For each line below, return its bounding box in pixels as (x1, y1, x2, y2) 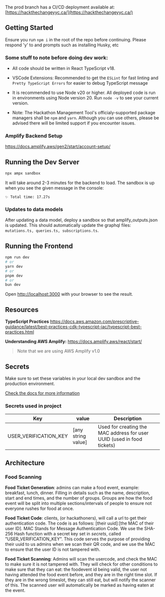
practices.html (5, 329, 34, 335)
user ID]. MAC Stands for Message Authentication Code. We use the (5, 525, 143, 531)
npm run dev (5, 255, 29, 260)
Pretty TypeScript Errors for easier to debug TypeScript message (12, 80, 148, 86)
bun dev (5, 283, 21, 287)
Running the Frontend (5, 242, 73, 250)
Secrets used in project (5, 402, 62, 409)
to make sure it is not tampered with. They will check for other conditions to (5, 561, 158, 567)
